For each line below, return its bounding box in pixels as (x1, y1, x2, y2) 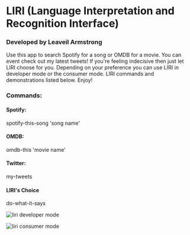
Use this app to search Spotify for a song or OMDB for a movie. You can (6, 52, 182, 59)
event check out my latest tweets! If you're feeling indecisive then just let (6, 58, 184, 65)
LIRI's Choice (6, 186, 40, 193)
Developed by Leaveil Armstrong (6, 38, 102, 46)
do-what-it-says (6, 200, 46, 207)
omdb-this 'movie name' (6, 146, 66, 153)
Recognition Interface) (6, 17, 120, 30)
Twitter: (6, 160, 26, 167)
